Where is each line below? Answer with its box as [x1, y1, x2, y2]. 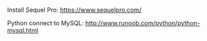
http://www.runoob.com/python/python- [85, 19, 200, 27]
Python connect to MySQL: [7, 19, 84, 27]
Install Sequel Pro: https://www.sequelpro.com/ [7, 6, 142, 14]
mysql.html [7, 27, 39, 34]
